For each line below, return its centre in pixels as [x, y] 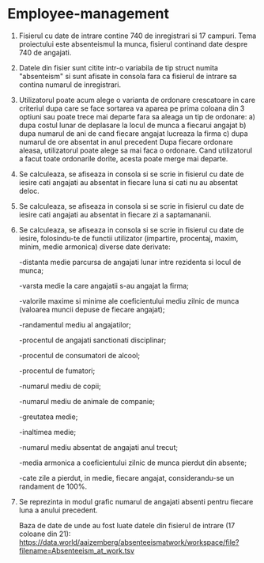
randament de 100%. [53, 486]
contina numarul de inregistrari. [70, 85]
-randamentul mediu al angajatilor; [75, 324]
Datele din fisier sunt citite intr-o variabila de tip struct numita [119, 67]
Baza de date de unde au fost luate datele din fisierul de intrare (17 [127, 525]
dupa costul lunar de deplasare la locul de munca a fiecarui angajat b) [132, 125]
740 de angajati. [45, 52]
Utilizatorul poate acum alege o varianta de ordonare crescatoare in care [137, 100]
